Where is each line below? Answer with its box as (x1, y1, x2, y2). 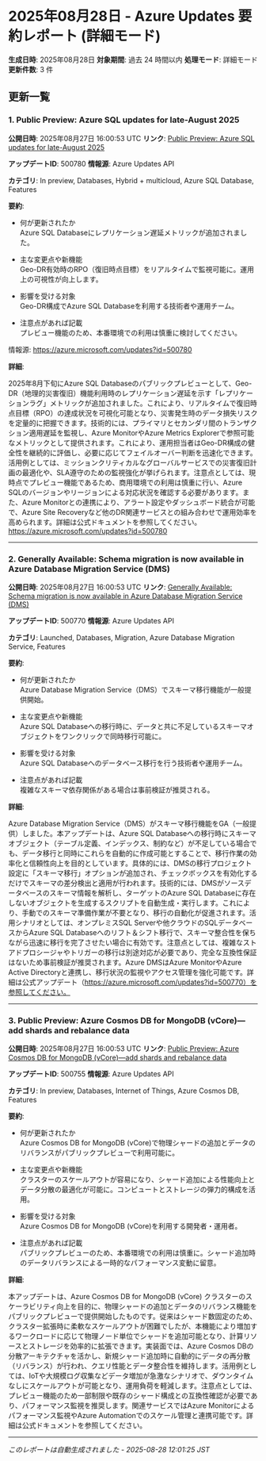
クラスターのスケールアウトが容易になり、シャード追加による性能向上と (19, 1175, 256, 1184)
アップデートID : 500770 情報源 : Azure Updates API (8, 615, 174, 625)
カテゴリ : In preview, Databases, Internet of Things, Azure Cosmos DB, (8, 1086, 240, 1095)
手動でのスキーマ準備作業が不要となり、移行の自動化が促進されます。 (21, 907, 250, 917)
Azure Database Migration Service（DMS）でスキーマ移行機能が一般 (19, 684, 245, 694)
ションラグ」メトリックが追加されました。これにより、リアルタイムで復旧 (8, 398, 251, 408)
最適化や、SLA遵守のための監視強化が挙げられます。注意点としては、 (21, 467, 249, 477)
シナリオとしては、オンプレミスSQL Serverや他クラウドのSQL (14, 918, 218, 927)
